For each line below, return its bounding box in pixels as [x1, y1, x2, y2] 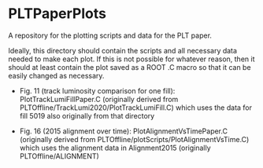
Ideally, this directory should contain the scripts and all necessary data [8, 46, 238, 55]
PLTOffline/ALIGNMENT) [19, 151, 100, 161]
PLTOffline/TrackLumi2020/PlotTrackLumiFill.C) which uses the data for [19, 103, 253, 112]
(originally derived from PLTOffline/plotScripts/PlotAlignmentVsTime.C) [19, 134, 250, 144]
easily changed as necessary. [8, 71, 105, 80]
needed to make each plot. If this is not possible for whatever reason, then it [8, 54, 255, 64]
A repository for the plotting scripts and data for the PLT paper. [8, 31, 213, 40]
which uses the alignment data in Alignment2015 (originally [19, 143, 211, 152]
